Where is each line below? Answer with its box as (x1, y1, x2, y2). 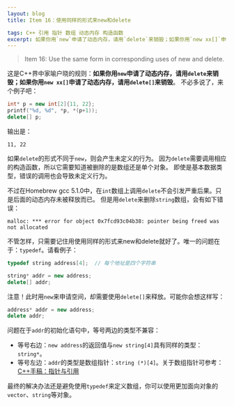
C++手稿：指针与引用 (17, 367, 79, 375)
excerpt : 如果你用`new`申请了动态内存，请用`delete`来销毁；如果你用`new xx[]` (7, 36, 221, 43)
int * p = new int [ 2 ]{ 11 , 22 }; (7, 100, 95, 108)
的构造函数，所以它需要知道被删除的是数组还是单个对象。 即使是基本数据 (7, 163, 217, 171)
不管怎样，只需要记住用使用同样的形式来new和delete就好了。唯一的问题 (7, 236, 214, 245)
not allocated (7, 224, 49, 231)
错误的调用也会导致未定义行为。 (19, 172, 111, 180)
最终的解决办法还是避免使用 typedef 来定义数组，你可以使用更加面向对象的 (7, 382, 219, 391)
